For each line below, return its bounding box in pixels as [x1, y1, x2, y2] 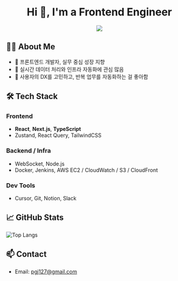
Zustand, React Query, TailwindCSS [14, 132, 102, 139]
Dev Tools [6, 181, 35, 189]
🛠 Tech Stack [6, 91, 58, 101]
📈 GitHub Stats [6, 213, 64, 223]
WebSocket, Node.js [14, 160, 65, 167]
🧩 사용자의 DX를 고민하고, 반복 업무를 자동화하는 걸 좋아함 [14, 73, 148, 80]
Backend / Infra [6, 146, 51, 155]
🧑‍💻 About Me [6, 41, 56, 52]
